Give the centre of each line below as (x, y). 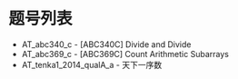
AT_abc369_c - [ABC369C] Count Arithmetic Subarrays (125, 54)
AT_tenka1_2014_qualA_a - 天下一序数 (92, 64)
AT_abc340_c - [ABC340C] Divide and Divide (106, 44)
